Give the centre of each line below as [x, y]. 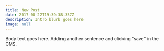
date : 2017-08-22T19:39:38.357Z [40, 15]
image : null [18, 24]
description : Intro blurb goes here [44, 19]
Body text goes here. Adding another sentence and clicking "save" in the [82, 39]
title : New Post [23, 10]
